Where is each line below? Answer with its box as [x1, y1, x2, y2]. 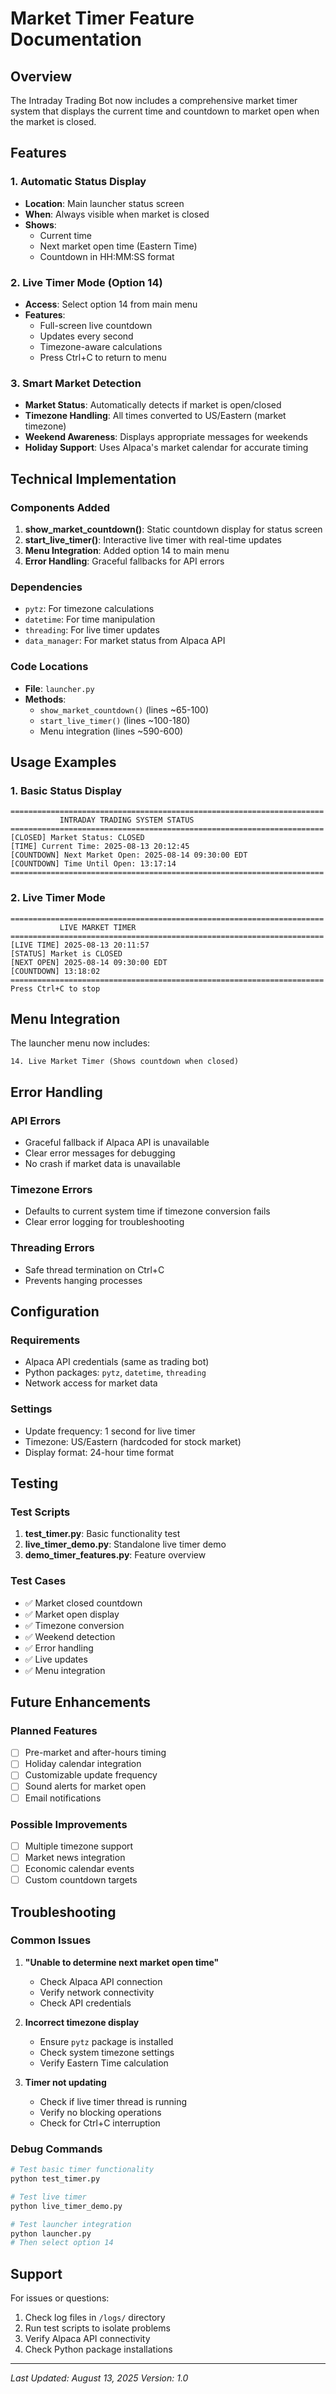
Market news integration [24, 1851, 126, 1863]
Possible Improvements [10, 1817, 128, 1831]
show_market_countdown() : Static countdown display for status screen [24, 523, 323, 535]
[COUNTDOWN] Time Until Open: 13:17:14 [10, 859, 177, 869]
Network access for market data [24, 1377, 158, 1389]
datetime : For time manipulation [24, 613, 156, 626]
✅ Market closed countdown [24, 1597, 143, 1609]
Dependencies [10, 580, 83, 594]
